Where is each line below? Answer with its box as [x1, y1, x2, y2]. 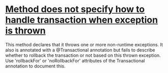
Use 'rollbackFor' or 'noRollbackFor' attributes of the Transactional [5, 57, 145, 63]
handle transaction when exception [5, 14, 158, 26]
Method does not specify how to [5, 4, 145, 15]
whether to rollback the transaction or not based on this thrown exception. [5, 52, 161, 58]
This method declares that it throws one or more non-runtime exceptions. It [5, 41, 163, 47]
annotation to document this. [5, 63, 66, 69]
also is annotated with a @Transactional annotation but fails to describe [5, 47, 155, 53]
